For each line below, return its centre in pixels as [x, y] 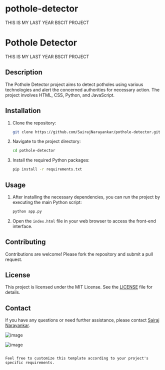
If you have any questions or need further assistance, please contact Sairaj [82, 320]
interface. [22, 226]
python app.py [27, 211]
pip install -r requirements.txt [47, 169]
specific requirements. [30, 363]
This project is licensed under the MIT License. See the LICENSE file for [79, 287]
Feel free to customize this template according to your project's [77, 358]
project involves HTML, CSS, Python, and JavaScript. [60, 95]
